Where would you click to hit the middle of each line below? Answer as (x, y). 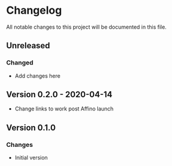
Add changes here (38, 76)
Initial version (31, 158)
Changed (20, 63)
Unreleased (28, 46)
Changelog (34, 10)
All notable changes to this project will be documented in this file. (87, 27)
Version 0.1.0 (31, 127)
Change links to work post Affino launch (64, 109)
